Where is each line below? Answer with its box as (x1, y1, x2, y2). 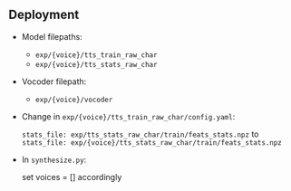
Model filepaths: (21, 31, 82, 42)
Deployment (8, 7, 80, 23)
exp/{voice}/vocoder (34, 95, 113, 104)
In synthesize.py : (21, 154, 87, 165)
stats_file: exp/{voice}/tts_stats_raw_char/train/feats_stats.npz (21, 138, 282, 148)
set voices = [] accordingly (21, 171, 122, 182)
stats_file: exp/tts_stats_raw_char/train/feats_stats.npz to (21, 129, 259, 139)
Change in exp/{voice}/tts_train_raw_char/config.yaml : (21, 110, 236, 121)
